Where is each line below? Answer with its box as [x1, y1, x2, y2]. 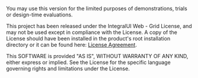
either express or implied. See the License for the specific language [6, 59, 171, 66]
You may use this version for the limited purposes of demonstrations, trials [6, 5, 187, 12]
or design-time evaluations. [6, 11, 73, 18]
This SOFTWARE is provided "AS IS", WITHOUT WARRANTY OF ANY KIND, [6, 53, 189, 59]
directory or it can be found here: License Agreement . [6, 41, 137, 48]
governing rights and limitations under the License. [6, 65, 130, 72]
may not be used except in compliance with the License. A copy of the [6, 29, 177, 36]
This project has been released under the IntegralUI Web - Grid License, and [6, 23, 192, 29]
